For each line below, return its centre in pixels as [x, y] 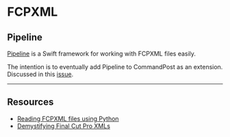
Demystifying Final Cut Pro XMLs [64, 126]
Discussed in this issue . [40, 74]
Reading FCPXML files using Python [68, 119]
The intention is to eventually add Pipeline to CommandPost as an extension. [115, 67]
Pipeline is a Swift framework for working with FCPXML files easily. [102, 53]
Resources [30, 102]
